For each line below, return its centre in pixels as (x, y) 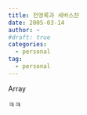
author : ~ (24, 30)
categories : (27, 45)
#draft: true (29, 37)
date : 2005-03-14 (36, 23)
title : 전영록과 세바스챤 (44, 15)
